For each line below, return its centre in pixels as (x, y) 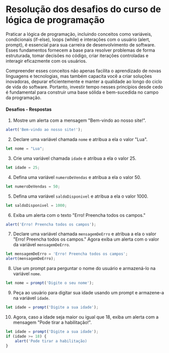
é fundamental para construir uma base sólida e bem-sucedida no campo (82, 92)
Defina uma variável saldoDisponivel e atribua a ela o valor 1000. (80, 196)
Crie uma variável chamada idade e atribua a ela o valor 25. (75, 158)
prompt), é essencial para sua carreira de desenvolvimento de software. (81, 45)
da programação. (24, 98)
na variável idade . (31, 298)
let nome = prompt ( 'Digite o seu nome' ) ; (50, 283)
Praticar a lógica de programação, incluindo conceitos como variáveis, (79, 34)
